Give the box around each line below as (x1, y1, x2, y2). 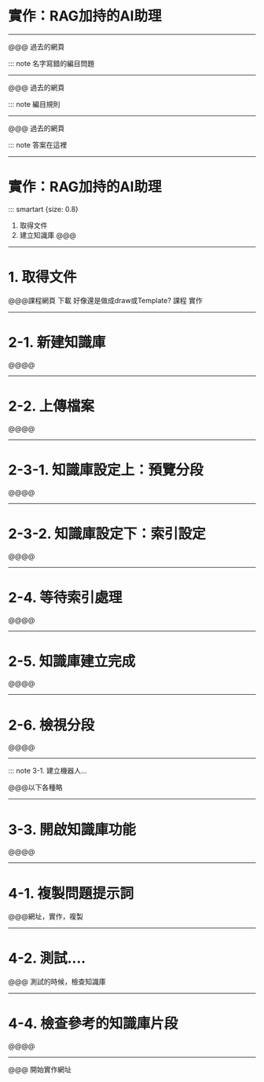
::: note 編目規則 (8, 99, 60, 108)
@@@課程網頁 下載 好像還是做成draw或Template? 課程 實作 (8, 295, 203, 305)
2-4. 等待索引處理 (8, 588, 123, 606)
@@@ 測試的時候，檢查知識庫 (8, 977, 106, 986)
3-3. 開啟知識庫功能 (8, 821, 136, 839)
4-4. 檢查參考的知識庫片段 (8, 1014, 178, 1033)
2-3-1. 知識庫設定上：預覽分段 (8, 461, 203, 479)
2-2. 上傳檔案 (8, 397, 94, 415)
